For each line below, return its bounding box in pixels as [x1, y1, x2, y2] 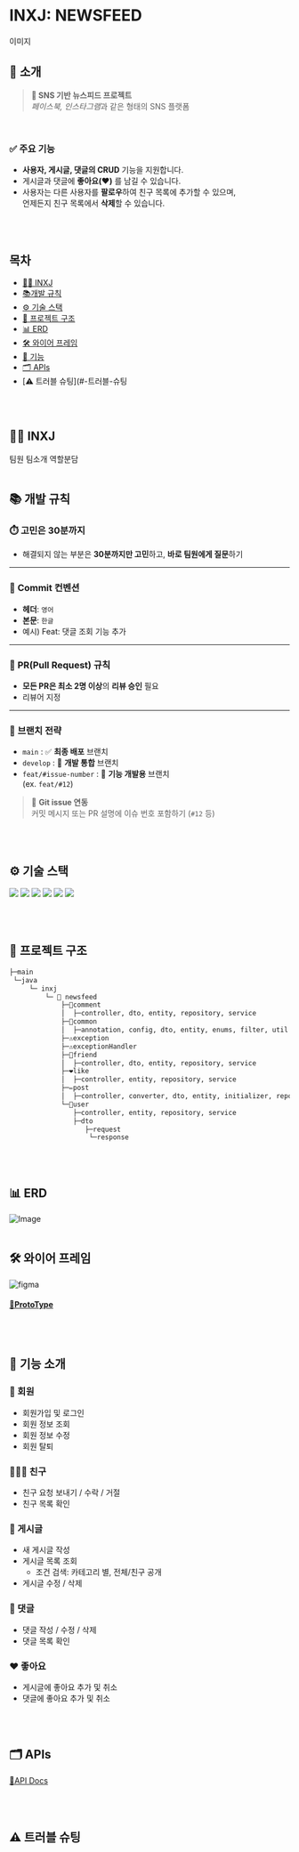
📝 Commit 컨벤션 [9, 582, 80, 594]
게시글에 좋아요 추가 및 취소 [21, 1681, 118, 1692]
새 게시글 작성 [21, 1545, 70, 1556]
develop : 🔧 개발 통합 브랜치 [21, 757, 119, 768]
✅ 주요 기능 [9, 142, 55, 155]
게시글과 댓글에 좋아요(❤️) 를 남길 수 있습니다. [21, 175, 182, 187]
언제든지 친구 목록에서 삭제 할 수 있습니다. [21, 198, 166, 209]
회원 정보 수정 [21, 1429, 70, 1440]
